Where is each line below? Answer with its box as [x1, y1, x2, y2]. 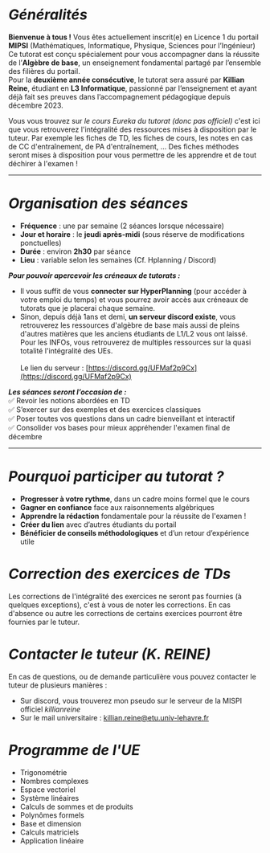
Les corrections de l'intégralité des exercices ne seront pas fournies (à [8, 591, 243, 601]
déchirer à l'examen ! [8, 158, 79, 168]
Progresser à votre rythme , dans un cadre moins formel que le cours [19, 494, 251, 504]
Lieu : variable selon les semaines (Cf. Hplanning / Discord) [19, 255, 217, 264]
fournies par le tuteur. [8, 617, 80, 626]
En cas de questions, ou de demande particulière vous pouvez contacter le [8, 671, 257, 681]
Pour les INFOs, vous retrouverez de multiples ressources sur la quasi [19, 337, 252, 347]
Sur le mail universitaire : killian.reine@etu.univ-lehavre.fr [19, 712, 210, 722]
